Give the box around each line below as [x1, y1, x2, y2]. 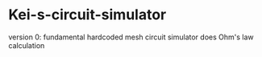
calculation [8, 40, 45, 50]
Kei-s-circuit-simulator [8, 6, 167, 24]
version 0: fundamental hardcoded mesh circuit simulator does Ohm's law [8, 32, 254, 42]
